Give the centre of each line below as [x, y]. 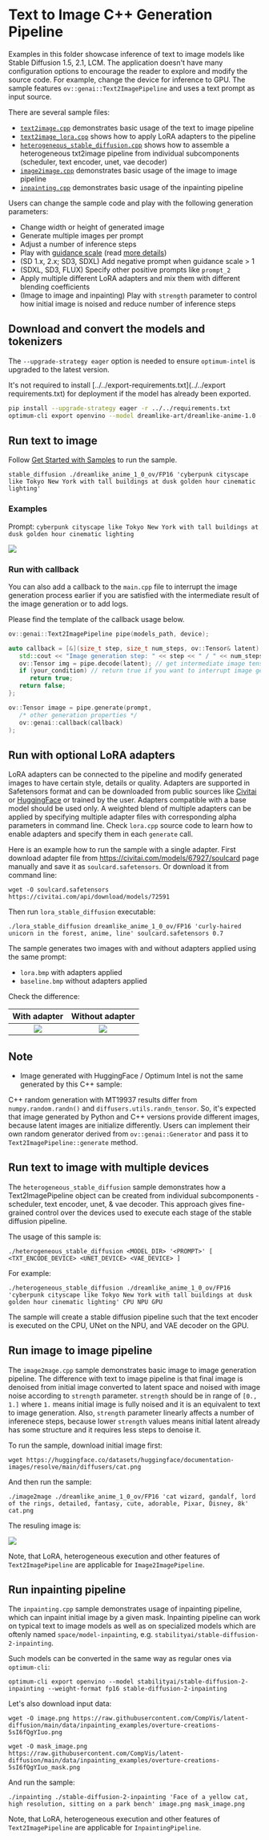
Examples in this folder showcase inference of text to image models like [126, 54]
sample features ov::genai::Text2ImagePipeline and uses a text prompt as [132, 88]
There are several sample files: [59, 112]
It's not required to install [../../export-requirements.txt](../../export [117, 385]
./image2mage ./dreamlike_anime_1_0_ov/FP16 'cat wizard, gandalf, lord [132, 1497]
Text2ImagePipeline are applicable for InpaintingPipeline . [105, 1828]
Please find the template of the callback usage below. [96, 619]
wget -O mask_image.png [48, 1747]
